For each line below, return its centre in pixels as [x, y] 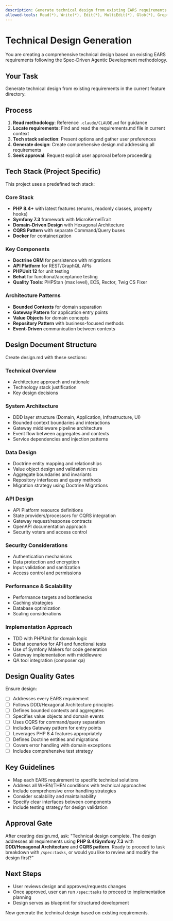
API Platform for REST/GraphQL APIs [52, 266]
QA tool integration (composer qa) [49, 660]
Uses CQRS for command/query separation [59, 722]
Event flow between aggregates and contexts [61, 434]
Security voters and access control [50, 532]
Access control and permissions [47, 573]
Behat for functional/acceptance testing [55, 277]
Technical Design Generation [69, 40]
